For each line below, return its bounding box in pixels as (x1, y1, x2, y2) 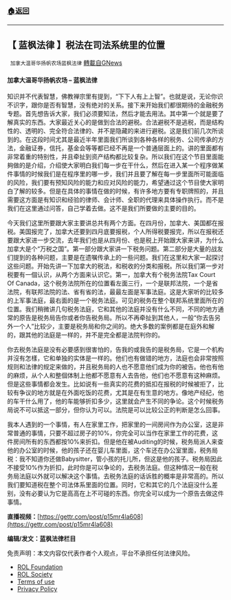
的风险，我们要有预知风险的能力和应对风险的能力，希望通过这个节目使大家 (7, 178, 218, 187)
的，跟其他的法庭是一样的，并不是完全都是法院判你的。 (7, 331, 164, 339)
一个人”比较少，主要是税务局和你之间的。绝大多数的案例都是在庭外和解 (12, 322, 215, 331)
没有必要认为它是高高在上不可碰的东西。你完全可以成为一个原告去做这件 (19, 489, 224, 497)
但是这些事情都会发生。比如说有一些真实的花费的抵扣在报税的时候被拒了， (7, 380, 218, 389)
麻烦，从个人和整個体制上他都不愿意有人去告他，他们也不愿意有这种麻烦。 (12, 371, 224, 380)
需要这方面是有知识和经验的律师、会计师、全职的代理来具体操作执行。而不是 (7, 196, 224, 204)
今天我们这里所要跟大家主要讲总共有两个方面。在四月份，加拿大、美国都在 (7, 219, 218, 227)
